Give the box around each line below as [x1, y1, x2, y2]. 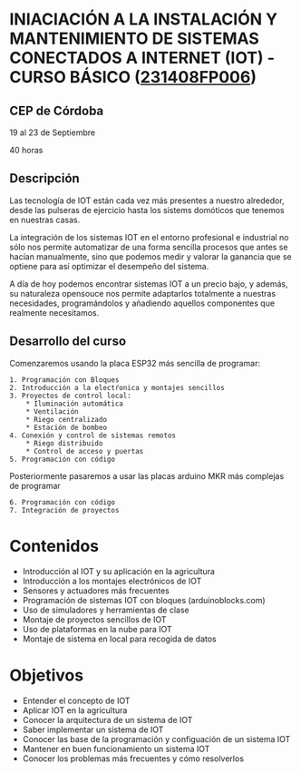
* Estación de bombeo [25, 423, 107, 432]
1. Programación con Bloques [9, 375, 120, 385]
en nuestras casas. [9, 214, 81, 225]
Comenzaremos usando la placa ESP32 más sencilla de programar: [9, 357, 261, 368]
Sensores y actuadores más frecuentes [22, 585, 170, 596]
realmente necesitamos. [9, 307, 100, 318]
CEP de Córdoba [9, 103, 104, 118]
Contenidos [9, 535, 100, 556]
